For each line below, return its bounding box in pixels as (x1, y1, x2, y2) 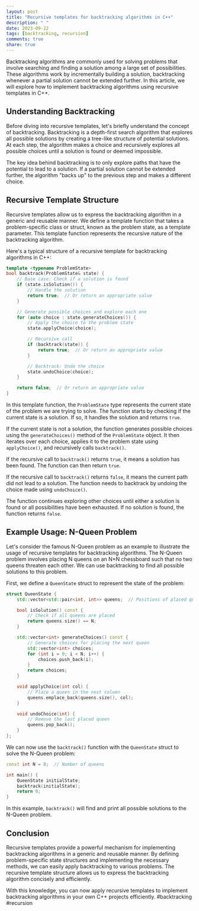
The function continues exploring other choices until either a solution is (6, 498, 180, 504)
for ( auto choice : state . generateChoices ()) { (17, 315, 136, 320)
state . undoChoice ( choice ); (27, 368, 94, 375)
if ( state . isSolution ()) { (17, 282, 84, 288)
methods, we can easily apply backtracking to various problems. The (6, 863, 175, 870)
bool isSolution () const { (17, 607, 84, 613)
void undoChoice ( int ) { (17, 711, 76, 717)
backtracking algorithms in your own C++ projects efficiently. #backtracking (6, 893, 192, 900)
